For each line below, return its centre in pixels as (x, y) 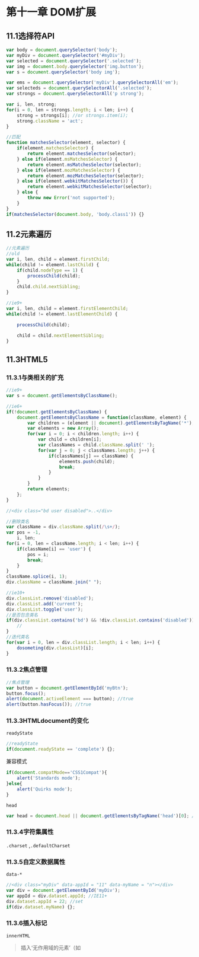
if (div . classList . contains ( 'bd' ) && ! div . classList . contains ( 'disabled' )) (100, 620)
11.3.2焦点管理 (27, 669)
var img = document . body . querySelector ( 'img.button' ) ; (75, 66)
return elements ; (49, 489)
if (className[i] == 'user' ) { (54, 549)
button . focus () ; (26, 693)
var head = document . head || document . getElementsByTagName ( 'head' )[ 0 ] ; (98, 816)
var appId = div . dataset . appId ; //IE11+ (57, 896)
